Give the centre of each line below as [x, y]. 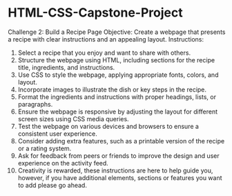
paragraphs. [35, 104]
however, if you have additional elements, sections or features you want [120, 177]
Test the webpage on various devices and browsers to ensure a [108, 126]
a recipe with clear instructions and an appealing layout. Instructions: [106, 39]
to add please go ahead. [52, 185]
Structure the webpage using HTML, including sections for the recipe [116, 60]
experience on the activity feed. [63, 163]
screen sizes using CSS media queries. [74, 118]
